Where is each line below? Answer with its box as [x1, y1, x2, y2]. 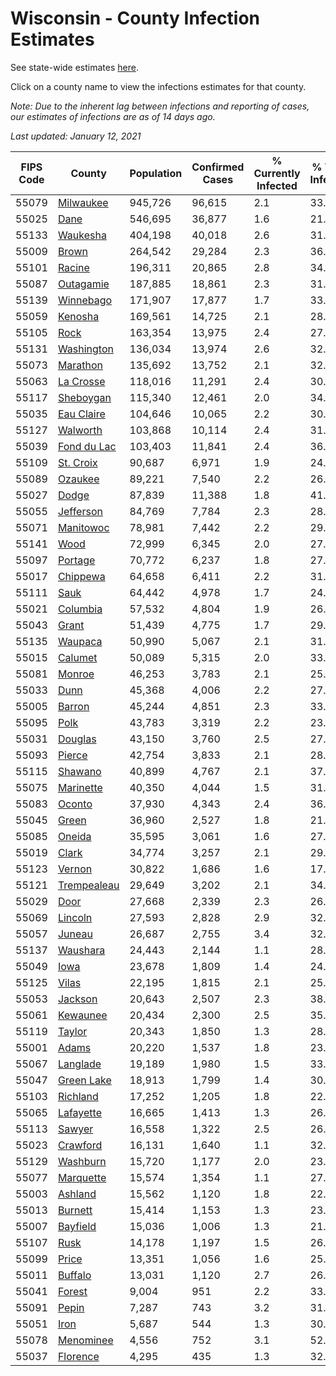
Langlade [57, 1057, 102, 1071]
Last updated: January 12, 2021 [10, 130, 142, 142]
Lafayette [57, 1105, 102, 1119]
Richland [57, 1089, 99, 1103]
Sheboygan [57, 390, 112, 404]
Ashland [57, 1187, 97, 1201]
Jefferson [57, 504, 103, 518]
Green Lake [57, 1073, 112, 1087]
